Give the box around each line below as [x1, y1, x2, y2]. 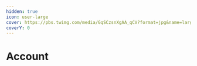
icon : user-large [6, 14, 49, 20]
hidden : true [6, 8, 38, 15]
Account [6, 50, 49, 63]
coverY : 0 [6, 25, 30, 31]
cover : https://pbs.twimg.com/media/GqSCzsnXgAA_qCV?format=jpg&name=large [6, 19, 195, 25]
